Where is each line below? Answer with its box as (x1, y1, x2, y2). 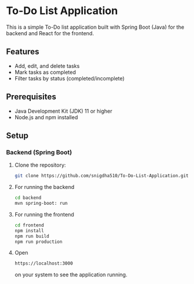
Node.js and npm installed (14, 113, 78, 121)
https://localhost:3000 (14, 261, 73, 266)
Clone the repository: (14, 161, 66, 168)
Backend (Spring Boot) (6, 148, 72, 156)
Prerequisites (6, 92, 56, 102)
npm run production (14, 239, 63, 245)
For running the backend (14, 184, 75, 191)
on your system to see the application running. (14, 271, 128, 278)
